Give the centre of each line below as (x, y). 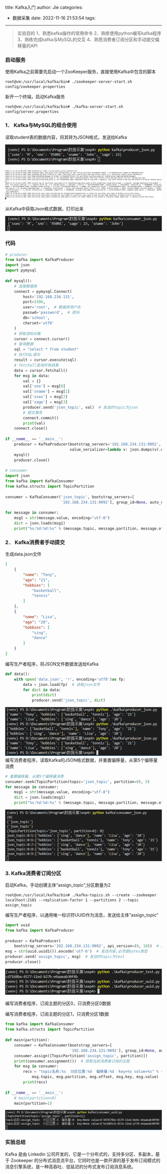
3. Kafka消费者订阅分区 (33, 873)
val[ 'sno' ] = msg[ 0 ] (44, 386)
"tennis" (41, 596)
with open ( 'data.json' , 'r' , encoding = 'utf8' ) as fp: (70, 679)
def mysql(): (19, 281)
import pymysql (21, 271)
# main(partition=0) (35, 1098)
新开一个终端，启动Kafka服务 (35, 97)
